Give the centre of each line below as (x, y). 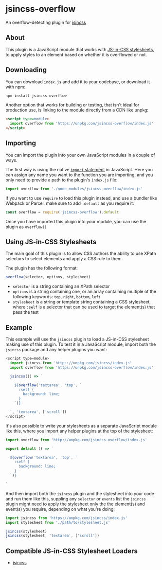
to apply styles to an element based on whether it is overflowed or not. (76, 54)
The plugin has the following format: (42, 268)
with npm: (16, 87)
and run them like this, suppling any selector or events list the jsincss (76, 499)
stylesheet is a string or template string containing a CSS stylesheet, (82, 302)
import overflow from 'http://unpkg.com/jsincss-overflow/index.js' (76, 440)
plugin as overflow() (26, 227)
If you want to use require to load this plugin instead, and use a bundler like (81, 198)
